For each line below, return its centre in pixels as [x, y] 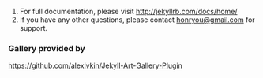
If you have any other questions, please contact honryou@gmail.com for [137, 20]
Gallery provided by [47, 48]
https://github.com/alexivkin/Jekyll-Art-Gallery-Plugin [96, 65]
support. [34, 28]
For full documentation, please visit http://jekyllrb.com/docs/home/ [128, 11]
